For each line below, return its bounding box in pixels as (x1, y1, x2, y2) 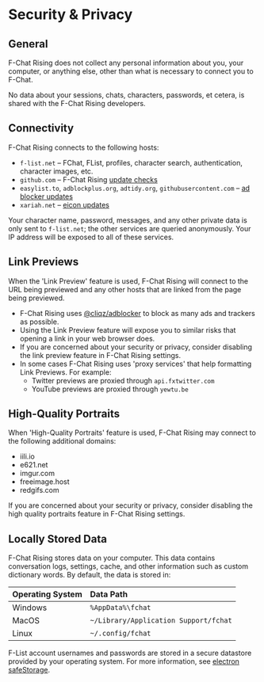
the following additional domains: (8, 436, 117, 446)
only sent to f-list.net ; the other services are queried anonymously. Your (8, 223, 251, 233)
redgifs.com (19, 486, 59, 495)
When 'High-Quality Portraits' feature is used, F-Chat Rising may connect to (8, 428, 256, 437)
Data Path (90, 589, 128, 600)
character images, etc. (19, 166, 94, 176)
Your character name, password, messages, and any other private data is (8, 215, 247, 225)
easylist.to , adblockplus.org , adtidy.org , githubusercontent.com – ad (19, 183, 251, 192)
